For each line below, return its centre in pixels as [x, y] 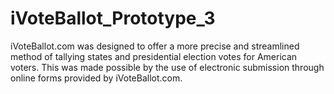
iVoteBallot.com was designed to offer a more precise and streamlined [155, 46]
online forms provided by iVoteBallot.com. [96, 78]
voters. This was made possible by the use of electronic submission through [167, 67]
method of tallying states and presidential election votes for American [154, 56]
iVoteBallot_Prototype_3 [113, 18]
